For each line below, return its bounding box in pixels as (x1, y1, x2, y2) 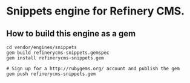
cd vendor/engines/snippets (6, 44, 77, 50)
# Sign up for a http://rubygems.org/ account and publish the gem (6, 65, 180, 71)
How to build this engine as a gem (6, 28, 136, 39)
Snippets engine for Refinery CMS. (6, 4, 185, 18)
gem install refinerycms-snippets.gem (6, 55, 104, 61)
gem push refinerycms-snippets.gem (6, 71, 96, 77)
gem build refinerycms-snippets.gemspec (6, 50, 110, 56)
